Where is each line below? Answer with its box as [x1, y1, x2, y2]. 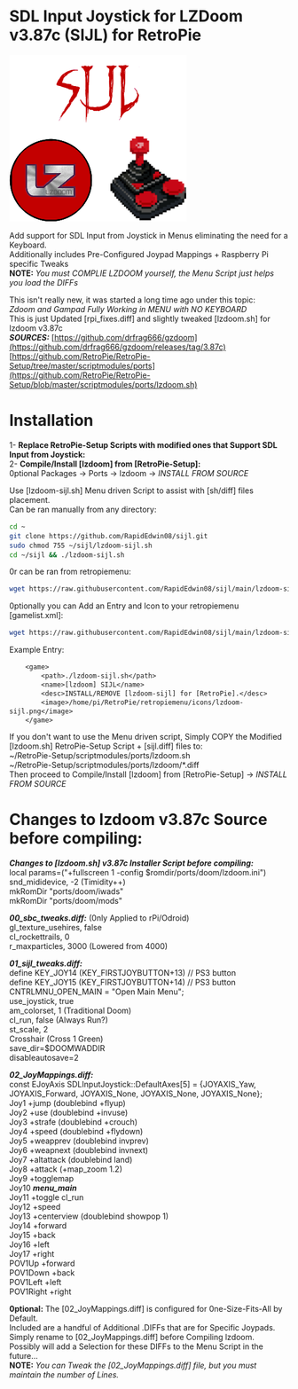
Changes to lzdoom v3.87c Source [9, 810, 268, 830]
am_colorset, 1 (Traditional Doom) [9, 1005, 132, 1016]
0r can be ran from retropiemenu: [9, 566, 131, 577]
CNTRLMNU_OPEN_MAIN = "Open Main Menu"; [9, 986, 184, 997]
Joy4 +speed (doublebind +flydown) [9, 1126, 144, 1137]
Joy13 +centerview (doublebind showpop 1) [9, 1211, 169, 1221]
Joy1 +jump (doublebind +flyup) [9, 1098, 126, 1109]
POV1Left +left [9, 1277, 62, 1288]
